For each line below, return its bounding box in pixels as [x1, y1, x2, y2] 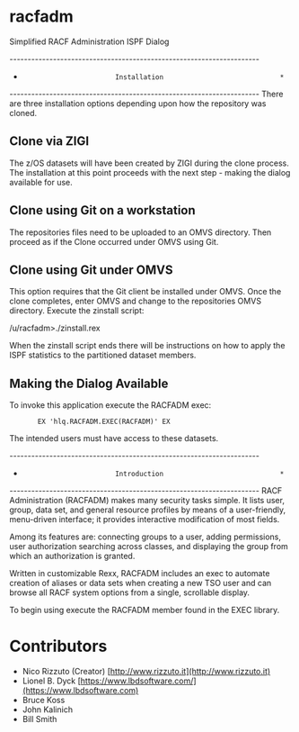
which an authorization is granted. [9, 551, 136, 562]
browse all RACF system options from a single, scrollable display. [9, 587, 250, 598]
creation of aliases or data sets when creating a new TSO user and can [9, 578, 272, 589]
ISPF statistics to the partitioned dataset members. [9, 349, 197, 361]
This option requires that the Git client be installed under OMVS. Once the [9, 286, 282, 297]
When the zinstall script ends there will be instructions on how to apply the [9, 340, 286, 351]
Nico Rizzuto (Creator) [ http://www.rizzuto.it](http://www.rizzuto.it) [22, 666, 271, 677]
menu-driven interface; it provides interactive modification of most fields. [9, 514, 280, 525]
